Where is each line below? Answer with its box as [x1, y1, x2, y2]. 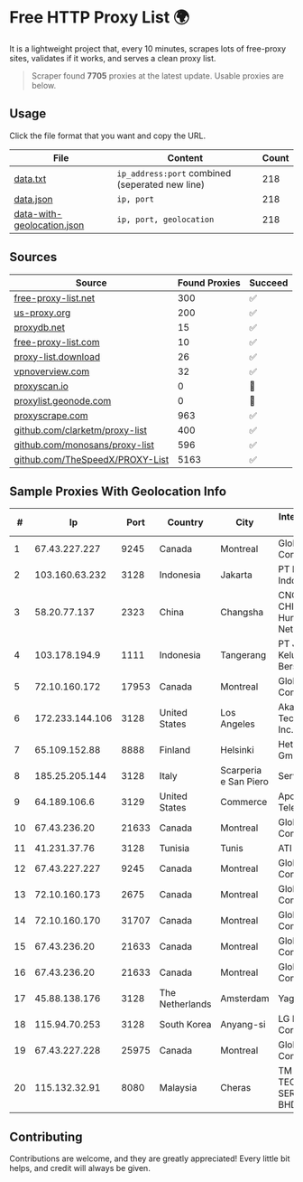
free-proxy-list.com [14, 335, 101, 348]
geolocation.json [14, 219, 85, 231]
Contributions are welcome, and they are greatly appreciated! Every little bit [9, 1153, 290, 1164]
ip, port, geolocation [116, 214, 215, 224]
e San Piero [220, 775, 269, 788]
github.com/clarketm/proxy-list [14, 424, 147, 436]
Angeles [220, 718, 255, 730]
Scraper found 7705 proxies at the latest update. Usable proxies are [31, 70, 284, 81]
